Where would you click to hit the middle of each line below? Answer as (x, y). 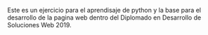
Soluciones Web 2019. (39, 25)
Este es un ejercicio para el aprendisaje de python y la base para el (104, 10)
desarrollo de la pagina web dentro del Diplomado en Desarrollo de (104, 17)
